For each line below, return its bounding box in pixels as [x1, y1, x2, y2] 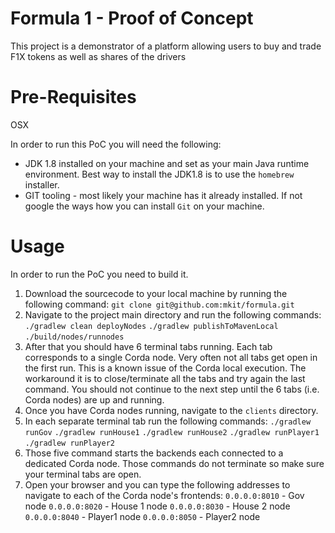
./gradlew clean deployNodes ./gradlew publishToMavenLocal [24, 321, 279, 331]
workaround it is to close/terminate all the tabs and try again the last [24, 372, 306, 384]
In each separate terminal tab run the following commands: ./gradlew [24, 415, 312, 427]
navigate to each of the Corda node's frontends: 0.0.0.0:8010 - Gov [24, 489, 305, 501]
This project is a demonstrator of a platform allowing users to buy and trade [10, 40, 322, 52]
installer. [24, 178, 60, 191]
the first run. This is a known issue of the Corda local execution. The [24, 362, 307, 374]
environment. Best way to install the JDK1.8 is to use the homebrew [24, 168, 295, 180]
